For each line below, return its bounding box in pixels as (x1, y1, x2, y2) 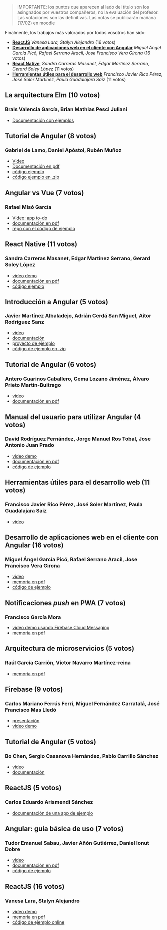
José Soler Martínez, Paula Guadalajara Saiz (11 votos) (12, 77, 126, 82)
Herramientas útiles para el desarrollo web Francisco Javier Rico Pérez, (12, 71, 163, 77)
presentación (12, 718, 40, 724)
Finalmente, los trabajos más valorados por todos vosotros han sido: (5, 30, 146, 35)
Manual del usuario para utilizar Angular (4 (5, 413, 141, 421)
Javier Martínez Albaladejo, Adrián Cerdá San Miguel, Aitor (5, 312, 151, 319)
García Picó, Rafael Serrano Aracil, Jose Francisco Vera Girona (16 (12, 50, 151, 56)
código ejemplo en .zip (12, 174, 60, 180)
